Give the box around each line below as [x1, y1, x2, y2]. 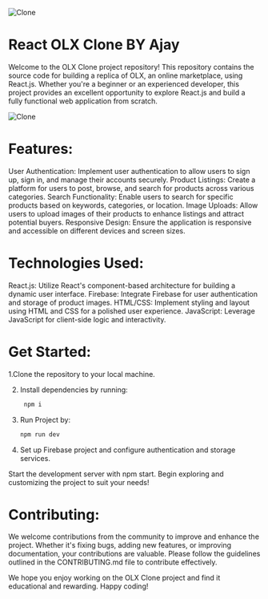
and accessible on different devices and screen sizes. [8, 225, 186, 236]
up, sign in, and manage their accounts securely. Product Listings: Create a [8, 175, 256, 184]
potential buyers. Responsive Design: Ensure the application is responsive [8, 217, 252, 227]
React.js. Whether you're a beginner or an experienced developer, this [8, 79, 240, 88]
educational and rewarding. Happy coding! [8, 581, 149, 591]
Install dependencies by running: [19, 385, 128, 395]
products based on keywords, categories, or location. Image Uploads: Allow [8, 200, 258, 210]
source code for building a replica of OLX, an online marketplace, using [8, 71, 243, 80]
